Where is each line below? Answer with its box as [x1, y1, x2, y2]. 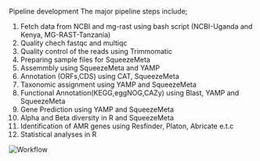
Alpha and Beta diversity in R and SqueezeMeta [20, 113, 175, 122]
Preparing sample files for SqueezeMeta [20, 55, 151, 64]
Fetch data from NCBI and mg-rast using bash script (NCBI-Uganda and [20, 22, 253, 30]
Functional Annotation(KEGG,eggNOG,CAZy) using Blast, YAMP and [20, 88, 240, 97]
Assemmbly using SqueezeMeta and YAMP [20, 63, 160, 73]
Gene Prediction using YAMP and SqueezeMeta [20, 105, 175, 114]
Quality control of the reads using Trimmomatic [20, 47, 173, 55]
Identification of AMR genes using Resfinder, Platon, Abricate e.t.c [20, 121, 234, 131]
